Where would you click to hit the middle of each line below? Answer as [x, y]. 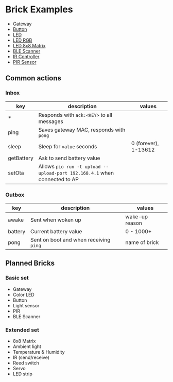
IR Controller [26, 56]
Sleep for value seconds [68, 146]
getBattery [21, 158]
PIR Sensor [24, 62]
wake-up [137, 216]
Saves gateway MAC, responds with [82, 130]
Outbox [15, 195]
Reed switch [26, 363]
